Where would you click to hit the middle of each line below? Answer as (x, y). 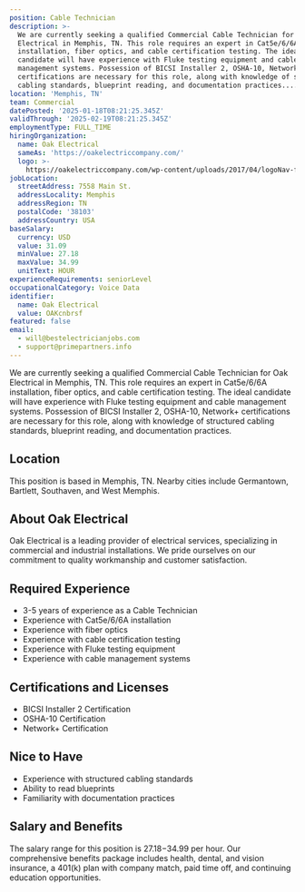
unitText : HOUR (46, 271)
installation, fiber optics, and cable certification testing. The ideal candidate (151, 392)
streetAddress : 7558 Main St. (74, 187)
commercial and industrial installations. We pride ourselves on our (133, 551)
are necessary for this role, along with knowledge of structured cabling (142, 421)
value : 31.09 (42, 246)
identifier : (32, 296)
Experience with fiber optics (75, 630)
